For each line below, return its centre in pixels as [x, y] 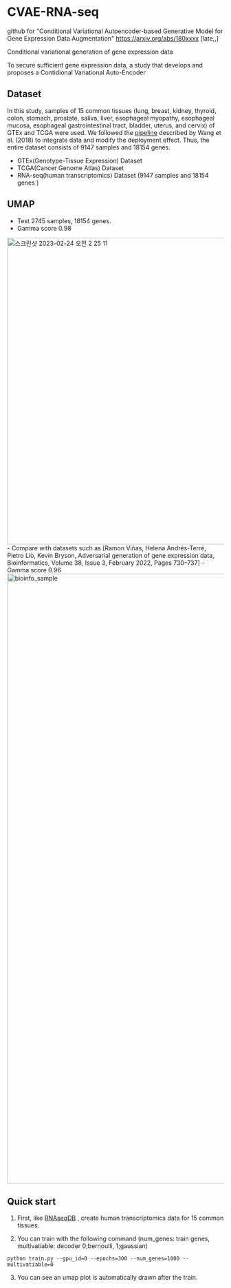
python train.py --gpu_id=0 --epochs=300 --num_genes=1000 [93, 1259]
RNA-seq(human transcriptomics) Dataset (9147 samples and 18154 [113, 175]
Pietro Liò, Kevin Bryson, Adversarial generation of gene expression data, [111, 555]
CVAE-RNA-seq [53, 12]
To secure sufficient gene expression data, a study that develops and [105, 65]
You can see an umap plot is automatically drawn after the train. [107, 1278]
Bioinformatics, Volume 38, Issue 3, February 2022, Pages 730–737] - [106, 563]
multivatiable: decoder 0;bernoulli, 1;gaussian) [82, 1246]
